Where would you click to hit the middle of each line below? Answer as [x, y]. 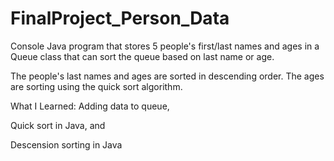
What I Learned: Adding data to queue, [90, 106]
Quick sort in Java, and [58, 125]
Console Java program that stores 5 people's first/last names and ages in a [165, 46]
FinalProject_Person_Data [120, 18]
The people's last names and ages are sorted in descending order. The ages [167, 76]
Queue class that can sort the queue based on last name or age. [142, 56]
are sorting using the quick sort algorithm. [96, 86]
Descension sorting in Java [66, 144]
